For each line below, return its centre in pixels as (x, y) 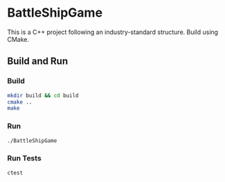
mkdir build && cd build (43, 95)
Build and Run (37, 61)
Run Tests (24, 158)
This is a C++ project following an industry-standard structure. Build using (113, 32)
